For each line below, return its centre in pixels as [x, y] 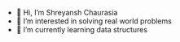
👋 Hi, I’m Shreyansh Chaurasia [67, 13]
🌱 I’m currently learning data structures [82, 29]
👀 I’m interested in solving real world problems [94, 21]
